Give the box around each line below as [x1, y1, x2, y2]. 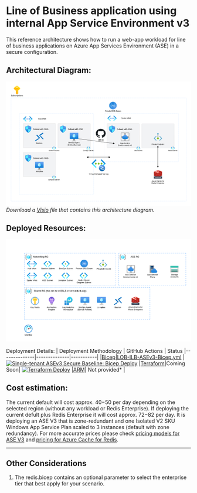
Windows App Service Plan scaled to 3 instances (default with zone [6, 423, 170, 430]
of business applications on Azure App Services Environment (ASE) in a [6, 42, 179, 49]
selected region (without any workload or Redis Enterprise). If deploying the [6, 404, 189, 412]
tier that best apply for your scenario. [14, 480, 105, 487]
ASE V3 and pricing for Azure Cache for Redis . [6, 436, 118, 443]
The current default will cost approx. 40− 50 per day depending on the [6, 399, 176, 406]
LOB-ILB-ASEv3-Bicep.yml [117, 353, 182, 361]
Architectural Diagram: [6, 66, 92, 76]
